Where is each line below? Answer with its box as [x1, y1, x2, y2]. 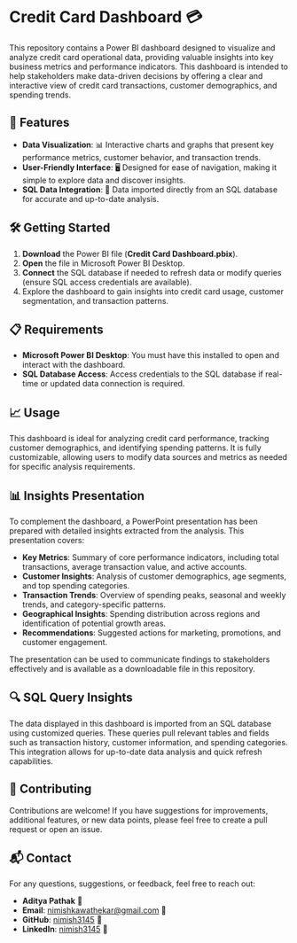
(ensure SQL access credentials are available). [21, 277, 192, 287]
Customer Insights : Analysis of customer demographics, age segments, [21, 571, 286, 581]
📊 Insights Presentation [9, 488, 145, 503]
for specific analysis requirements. [9, 462, 136, 472]
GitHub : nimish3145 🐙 [21, 915, 103, 925]
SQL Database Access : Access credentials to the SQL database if [21, 369, 263, 379]
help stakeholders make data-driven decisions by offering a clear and [9, 70, 263, 81]
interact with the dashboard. [21, 360, 126, 370]
